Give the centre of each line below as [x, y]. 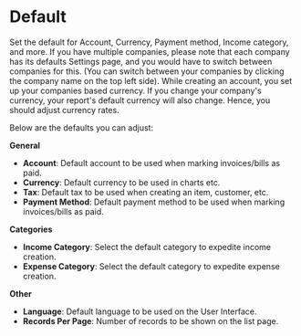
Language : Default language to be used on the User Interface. [140, 311]
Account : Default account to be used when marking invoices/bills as [151, 163]
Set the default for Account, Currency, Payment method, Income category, [149, 42]
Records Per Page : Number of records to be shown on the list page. [150, 320]
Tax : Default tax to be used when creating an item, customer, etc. [145, 192]
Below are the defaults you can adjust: [81, 127]
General [25, 145]
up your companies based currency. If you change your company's [135, 90]
